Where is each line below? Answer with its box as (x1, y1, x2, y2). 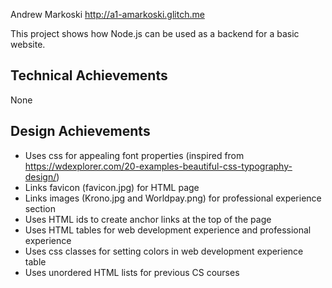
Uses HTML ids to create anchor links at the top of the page (24, 213, 272, 225)
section (24, 202, 56, 214)
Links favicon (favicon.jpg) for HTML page (24, 181, 200, 193)
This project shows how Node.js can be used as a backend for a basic (10, 28, 300, 39)
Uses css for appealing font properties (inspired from (24, 149, 245, 161)
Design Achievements (10, 123, 151, 140)
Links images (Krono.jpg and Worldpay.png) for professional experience (24, 192, 322, 204)
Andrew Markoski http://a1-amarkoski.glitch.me (10, 9, 205, 20)
